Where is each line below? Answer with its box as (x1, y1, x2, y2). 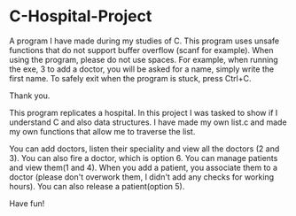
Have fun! (9, 197, 45, 209)
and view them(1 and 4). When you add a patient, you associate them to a (9, 162, 277, 173)
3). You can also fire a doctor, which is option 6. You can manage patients (9, 152, 278, 163)
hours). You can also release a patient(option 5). (9, 181, 185, 191)
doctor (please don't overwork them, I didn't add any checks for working (9, 171, 275, 182)
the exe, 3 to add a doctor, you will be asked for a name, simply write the (9, 64, 275, 74)
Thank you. (9, 90, 51, 101)
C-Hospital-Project (9, 6, 152, 27)
